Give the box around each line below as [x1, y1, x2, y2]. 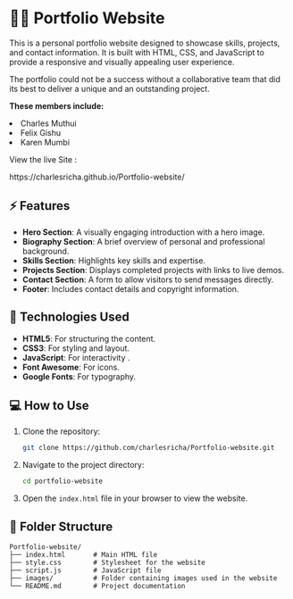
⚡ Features [9, 198, 71, 213]
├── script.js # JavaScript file [9, 566, 163, 575]
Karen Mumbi [21, 137, 70, 147]
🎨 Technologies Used [9, 310, 130, 325]
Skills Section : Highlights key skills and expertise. [21, 254, 206, 266]
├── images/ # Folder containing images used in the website [9, 573, 278, 583]
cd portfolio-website [21, 477, 103, 486]
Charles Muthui [21, 118, 78, 129]
